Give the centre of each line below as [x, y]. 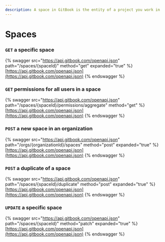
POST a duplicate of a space [38, 168]
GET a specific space [30, 50]
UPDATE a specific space [34, 207]
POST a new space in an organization [49, 128]
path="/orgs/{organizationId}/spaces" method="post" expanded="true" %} [82, 145]
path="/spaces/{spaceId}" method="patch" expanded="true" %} [72, 224]
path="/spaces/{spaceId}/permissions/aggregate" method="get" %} [75, 105]
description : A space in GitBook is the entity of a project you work [79, 10]
